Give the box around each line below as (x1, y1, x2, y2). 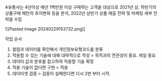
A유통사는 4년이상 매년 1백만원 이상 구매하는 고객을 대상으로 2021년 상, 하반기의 (5, 4, 157, 10)
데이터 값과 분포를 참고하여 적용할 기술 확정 (12, 59, 94, 64)
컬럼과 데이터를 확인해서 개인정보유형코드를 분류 (12, 47, 103, 52)
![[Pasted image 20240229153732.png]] (5, 26, 86, 32)
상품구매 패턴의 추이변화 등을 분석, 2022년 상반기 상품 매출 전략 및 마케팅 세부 (5, 10, 153, 16)
